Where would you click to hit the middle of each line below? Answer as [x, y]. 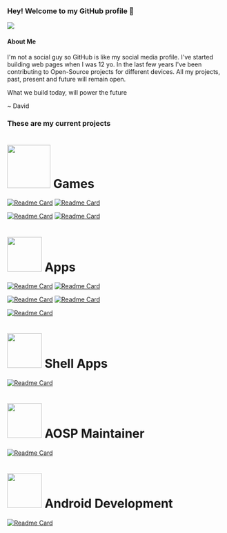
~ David [18, 106]
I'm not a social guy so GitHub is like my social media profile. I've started [110, 57]
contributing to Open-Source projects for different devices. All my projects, [114, 71]
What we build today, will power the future [67, 92]
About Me [22, 41]
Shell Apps [76, 364]
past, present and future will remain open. [67, 79]
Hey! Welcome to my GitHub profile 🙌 [71, 11]
